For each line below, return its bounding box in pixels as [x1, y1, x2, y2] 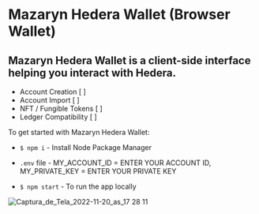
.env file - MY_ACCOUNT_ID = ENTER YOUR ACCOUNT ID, [19, 158, 212, 167]
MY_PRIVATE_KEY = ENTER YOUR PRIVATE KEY [19, 167, 177, 175]
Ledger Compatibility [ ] [19, 112, 97, 122]
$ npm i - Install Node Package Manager [19, 143, 152, 152]
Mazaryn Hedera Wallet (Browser [8, 6, 231, 24]
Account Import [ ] [19, 96, 81, 104]
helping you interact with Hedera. [8, 66, 176, 80]
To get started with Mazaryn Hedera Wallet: [8, 128, 150, 137]
